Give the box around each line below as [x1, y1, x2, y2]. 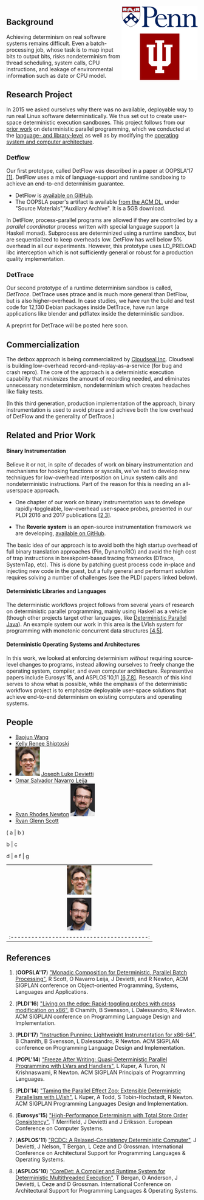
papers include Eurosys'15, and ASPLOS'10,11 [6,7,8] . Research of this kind [6, 674, 192, 681]
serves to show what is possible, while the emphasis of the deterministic [6, 681, 188, 688]
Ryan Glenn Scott [15, 817, 59, 824]
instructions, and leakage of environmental [6, 65, 114, 72]
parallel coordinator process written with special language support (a [6, 223, 180, 230]
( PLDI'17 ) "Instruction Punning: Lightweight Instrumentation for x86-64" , [15, 1031, 196, 1039]
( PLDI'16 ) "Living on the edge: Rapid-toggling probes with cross [15, 1000, 176, 1007]
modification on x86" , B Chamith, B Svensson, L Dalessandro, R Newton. [15, 1007, 197, 1014]
